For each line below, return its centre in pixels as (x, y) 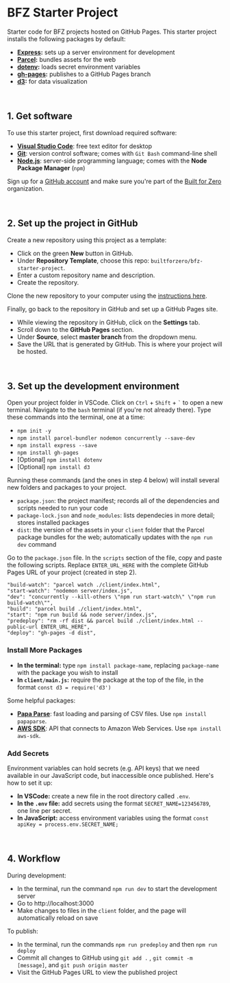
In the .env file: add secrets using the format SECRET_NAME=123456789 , (114, 803)
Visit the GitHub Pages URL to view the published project (97, 972)
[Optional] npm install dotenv (60, 460)
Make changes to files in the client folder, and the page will (102, 910)
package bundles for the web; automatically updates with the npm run (115, 537)
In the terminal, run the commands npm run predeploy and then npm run (117, 944)
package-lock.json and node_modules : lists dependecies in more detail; (116, 515)
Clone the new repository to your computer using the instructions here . (107, 296)
